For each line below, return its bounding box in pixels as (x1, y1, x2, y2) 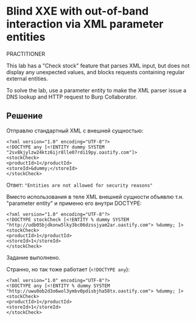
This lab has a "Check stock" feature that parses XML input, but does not (6, 62, 190, 69)
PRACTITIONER (6, 50, 46, 57)
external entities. (6, 75, 49, 82)
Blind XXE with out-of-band (6, 4, 149, 18)
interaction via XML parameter (6, 17, 164, 31)
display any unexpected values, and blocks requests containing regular (6, 68, 185, 75)
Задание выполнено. (6, 254, 61, 261)
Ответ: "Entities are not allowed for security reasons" (6, 181, 153, 188)
